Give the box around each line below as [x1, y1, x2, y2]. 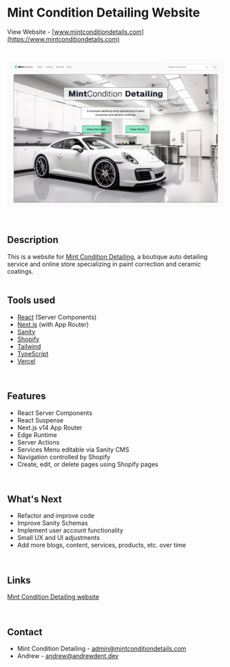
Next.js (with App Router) [17, 320, 90, 329]
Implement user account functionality [17, 526, 124, 534]
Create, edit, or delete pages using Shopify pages [17, 460, 158, 468]
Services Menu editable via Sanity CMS [17, 445, 129, 454]
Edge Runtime [17, 430, 57, 439]
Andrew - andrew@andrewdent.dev [17, 651, 119, 660]
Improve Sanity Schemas [17, 519, 88, 528]
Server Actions [17, 438, 60, 446]
